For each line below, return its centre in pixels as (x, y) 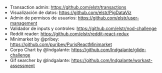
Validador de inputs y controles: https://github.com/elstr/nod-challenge (83, 28)
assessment (22, 65)
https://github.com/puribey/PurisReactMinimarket (61, 44)
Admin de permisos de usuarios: (43, 18)
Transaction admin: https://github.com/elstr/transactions (68, 7)
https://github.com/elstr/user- (108, 18)
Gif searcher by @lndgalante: (40, 60)
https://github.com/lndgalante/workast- (112, 60)
